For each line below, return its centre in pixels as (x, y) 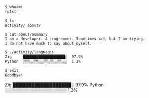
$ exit (12, 70)
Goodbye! (14, 75)
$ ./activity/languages (30, 52)
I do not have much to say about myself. (49, 44)
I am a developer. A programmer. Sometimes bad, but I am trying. (75, 39)
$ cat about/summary (26, 34)
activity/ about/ (23, 25)
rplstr (12, 12)
